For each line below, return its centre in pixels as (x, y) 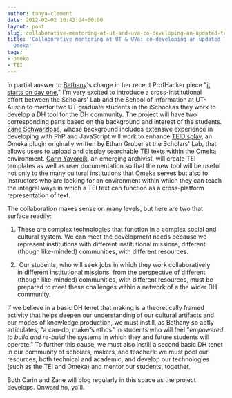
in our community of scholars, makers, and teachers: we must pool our (108, 352)
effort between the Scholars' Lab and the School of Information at (101, 99)
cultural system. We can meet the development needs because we (112, 237)
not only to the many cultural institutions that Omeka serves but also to (108, 173)
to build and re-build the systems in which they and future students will (108, 337)
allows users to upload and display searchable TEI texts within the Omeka (112, 151)
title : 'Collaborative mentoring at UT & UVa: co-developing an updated (114, 39)
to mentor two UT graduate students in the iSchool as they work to (121, 107)
